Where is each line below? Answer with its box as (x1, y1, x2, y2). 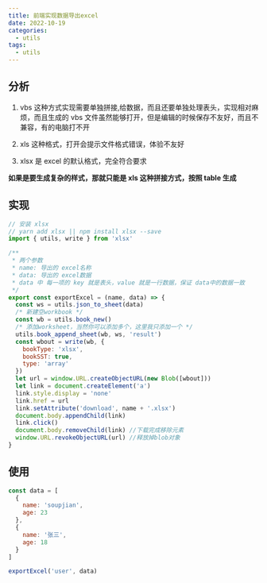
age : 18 (22, 538, 48, 546)
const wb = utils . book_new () (15, 315, 112, 324)
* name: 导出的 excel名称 (11, 264, 91, 272)
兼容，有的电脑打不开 (19, 122, 90, 132)
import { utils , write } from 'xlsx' (8, 235, 133, 243)
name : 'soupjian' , (22, 501, 83, 509)
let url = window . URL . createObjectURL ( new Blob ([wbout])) (15, 375, 212, 383)
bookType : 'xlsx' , (22, 345, 83, 353)
